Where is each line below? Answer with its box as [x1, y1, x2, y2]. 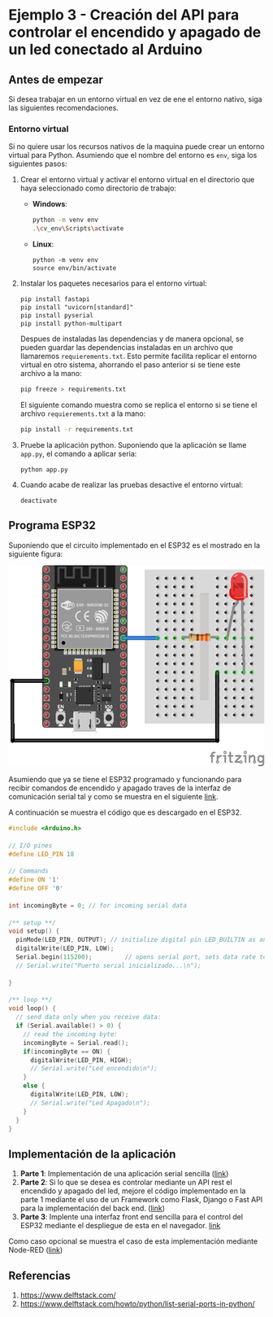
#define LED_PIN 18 [8, 850, 75, 858]
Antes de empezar [8, 72, 103, 86]
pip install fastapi [19, 295, 90, 304]
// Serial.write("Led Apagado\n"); [29, 1099, 151, 1107]
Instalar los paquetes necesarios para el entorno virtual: [19, 278, 207, 288]
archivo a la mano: [19, 369, 83, 378]
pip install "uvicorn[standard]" [19, 304, 134, 312]
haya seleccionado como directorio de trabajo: [19, 183, 177, 193]
